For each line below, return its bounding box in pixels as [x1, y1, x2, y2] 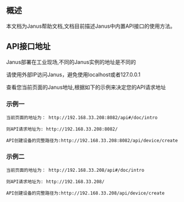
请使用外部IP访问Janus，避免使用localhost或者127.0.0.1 [6, 70, 141, 78]
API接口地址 [6, 41, 51, 52]
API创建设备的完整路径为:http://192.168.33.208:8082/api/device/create [6, 137, 178, 143]
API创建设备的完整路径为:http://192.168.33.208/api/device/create [6, 190, 165, 197]
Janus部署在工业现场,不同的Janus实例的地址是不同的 [6, 58, 137, 65]
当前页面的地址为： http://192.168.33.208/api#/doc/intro [6, 168, 144, 174]
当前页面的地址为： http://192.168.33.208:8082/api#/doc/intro [6, 114, 158, 120]
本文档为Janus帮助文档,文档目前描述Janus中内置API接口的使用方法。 [6, 23, 176, 30]
